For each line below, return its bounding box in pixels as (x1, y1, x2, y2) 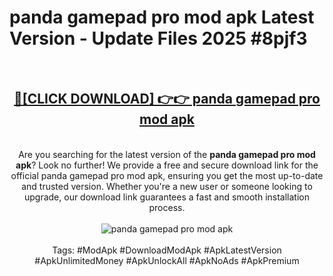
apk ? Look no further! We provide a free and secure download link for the (15, 159, 319, 171)
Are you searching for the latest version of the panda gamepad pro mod (18, 148, 316, 160)
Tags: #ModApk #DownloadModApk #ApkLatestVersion (52, 244, 282, 256)
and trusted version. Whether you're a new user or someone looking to (21, 180, 313, 192)
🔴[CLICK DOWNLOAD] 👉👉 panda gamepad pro (13, 91, 321, 108)
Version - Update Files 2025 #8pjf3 (9, 27, 308, 50)
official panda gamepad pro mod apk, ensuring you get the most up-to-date (10, 169, 324, 181)
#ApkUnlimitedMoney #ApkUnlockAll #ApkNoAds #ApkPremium (34, 254, 300, 266)
